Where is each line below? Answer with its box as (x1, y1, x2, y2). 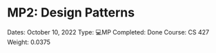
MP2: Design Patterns (7, 5, 135, 21)
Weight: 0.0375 (7, 38, 50, 46)
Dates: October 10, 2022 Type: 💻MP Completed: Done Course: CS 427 (7, 28, 209, 36)
